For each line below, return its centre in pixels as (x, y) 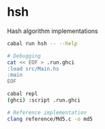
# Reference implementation (47, 113)
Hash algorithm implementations (52, 31)
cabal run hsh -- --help (42, 43)
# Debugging (24, 56)
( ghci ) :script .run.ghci (44, 100)
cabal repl (22, 94)
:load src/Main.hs (33, 69)
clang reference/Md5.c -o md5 (50, 119)
